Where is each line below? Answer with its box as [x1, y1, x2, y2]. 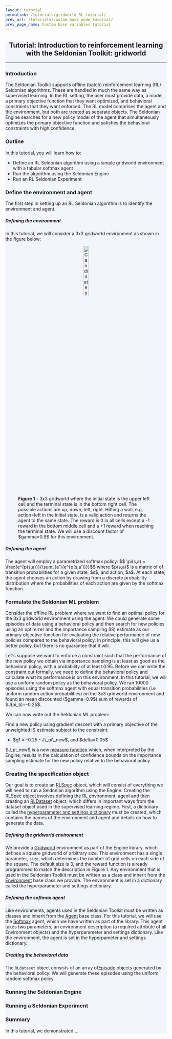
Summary [5, 1016, 31, 1023]
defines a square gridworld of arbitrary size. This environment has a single [5, 850, 163, 856]
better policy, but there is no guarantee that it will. [5, 642, 110, 649]
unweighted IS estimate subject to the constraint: [5, 727, 109, 733]
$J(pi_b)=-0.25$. [5, 701, 42, 708]
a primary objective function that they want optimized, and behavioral [5, 98, 152, 104]
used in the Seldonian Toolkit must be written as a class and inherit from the [5, 872, 165, 878]
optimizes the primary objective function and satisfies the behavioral [5, 120, 150, 126]
